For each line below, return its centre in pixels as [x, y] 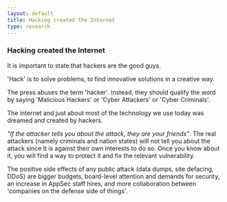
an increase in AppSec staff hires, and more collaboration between [102, 183]
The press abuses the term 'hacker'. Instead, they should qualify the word [111, 92]
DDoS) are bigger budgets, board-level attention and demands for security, [113, 176]
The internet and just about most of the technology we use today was [106, 113]
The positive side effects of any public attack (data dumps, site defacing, [110, 169]
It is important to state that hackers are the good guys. [84, 65]
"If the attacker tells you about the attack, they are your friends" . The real [112, 133]
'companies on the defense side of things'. [67, 191]
